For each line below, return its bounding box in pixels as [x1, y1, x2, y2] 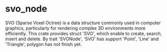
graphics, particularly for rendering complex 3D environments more [5, 25, 146, 31]
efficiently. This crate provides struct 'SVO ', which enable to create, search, [5, 30, 162, 36]
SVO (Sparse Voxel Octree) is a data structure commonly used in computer [5, 20, 161, 26]
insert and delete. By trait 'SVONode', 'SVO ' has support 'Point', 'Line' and [5, 36, 159, 42]
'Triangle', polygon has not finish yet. [5, 41, 82, 47]
